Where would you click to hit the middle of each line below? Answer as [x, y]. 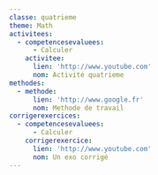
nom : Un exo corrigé [70, 157]
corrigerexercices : [45, 116]
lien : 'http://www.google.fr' [88, 99]
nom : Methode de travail [78, 108]
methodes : [27, 83]
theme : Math [31, 26]
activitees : [31, 34]
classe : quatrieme [43, 17]
